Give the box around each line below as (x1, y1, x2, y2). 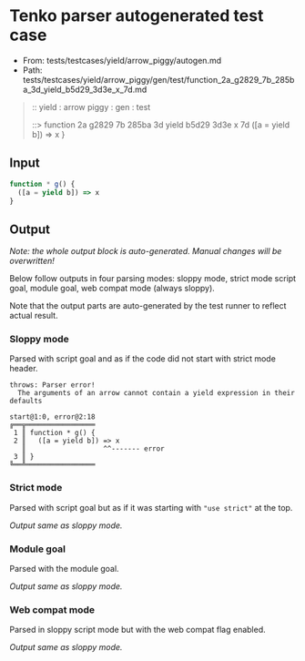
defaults (9, 397, 43, 406)
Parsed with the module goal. (9, 564, 120, 575)
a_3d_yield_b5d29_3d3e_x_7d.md (22, 84, 147, 95)
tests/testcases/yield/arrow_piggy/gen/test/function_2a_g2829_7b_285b (22, 74, 295, 85)
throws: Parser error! (9, 381, 96, 390)
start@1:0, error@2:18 (9, 412, 96, 422)
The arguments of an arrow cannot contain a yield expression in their (17, 389, 296, 398)
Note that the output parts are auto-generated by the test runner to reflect (9, 300, 287, 311)
